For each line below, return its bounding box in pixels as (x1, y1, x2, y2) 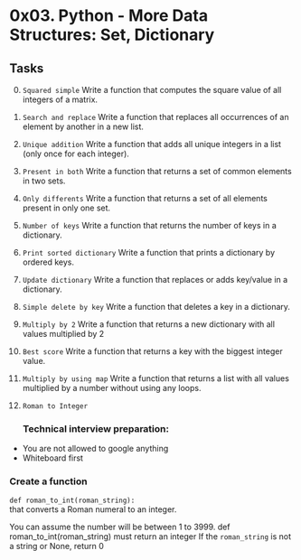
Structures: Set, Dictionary (9, 24, 215, 45)
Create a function (9, 475, 88, 488)
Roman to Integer (22, 402, 89, 411)
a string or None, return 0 (9, 540, 104, 551)
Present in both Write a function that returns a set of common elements (22, 166, 292, 176)
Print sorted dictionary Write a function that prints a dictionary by (22, 247, 276, 257)
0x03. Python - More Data (9, 5, 209, 26)
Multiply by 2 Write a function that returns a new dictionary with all (22, 319, 276, 330)
